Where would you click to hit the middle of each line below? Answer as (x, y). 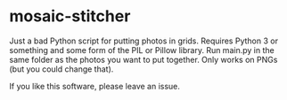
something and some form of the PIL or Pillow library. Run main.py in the (142, 50)
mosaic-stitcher (70, 16)
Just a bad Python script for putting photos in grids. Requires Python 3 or (144, 41)
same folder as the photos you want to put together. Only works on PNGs (143, 59)
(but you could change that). (61, 69)
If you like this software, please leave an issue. (95, 86)
